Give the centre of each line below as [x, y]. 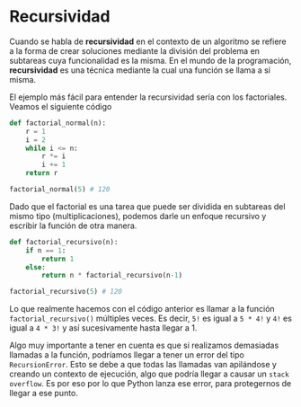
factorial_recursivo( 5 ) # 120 [66, 292]
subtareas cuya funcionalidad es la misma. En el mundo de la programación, [150, 60]
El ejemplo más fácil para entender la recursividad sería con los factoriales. [148, 97]
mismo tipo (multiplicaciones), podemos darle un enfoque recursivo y [138, 216]
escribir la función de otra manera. [73, 226]
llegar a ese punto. [44, 394]
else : [36, 267]
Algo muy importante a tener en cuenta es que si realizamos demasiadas [144, 345]
